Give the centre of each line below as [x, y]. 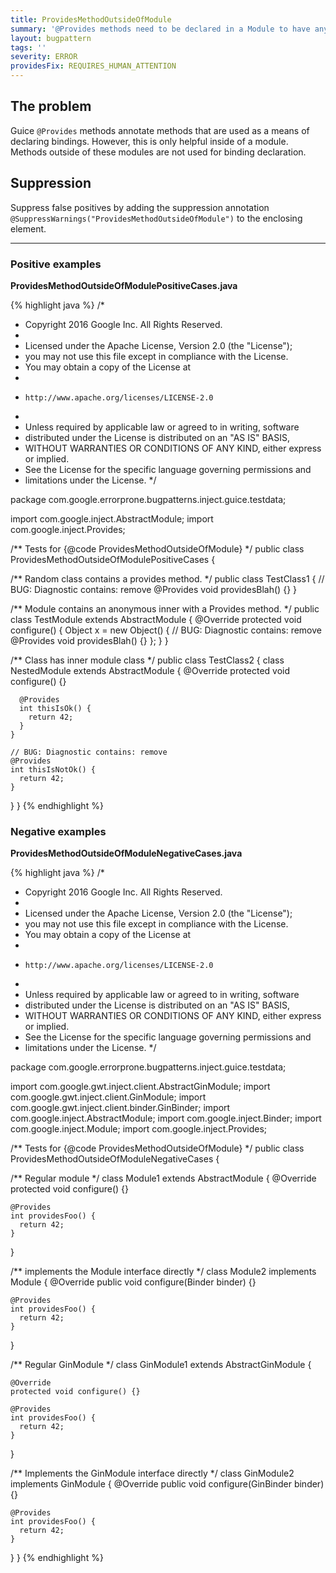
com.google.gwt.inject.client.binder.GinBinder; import [120, 1108]
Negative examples [58, 831]
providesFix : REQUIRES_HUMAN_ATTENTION [93, 66]
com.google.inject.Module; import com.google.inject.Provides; [139, 1129]
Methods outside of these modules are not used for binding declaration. [158, 152]
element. [28, 228]
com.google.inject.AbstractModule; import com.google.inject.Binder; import [166, 1118]
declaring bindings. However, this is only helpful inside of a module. [149, 141]
